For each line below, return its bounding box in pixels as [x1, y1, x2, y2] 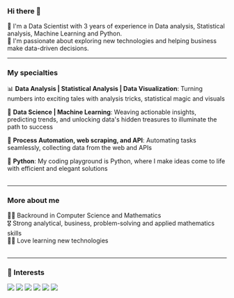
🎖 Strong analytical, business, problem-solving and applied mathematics [7, 219, 214, 227]
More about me [7, 195, 60, 205]
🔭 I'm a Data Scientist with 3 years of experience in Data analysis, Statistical [7, 22, 225, 31]
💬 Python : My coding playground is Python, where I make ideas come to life [7, 156, 226, 165]
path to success [7, 122, 54, 131]
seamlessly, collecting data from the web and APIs [7, 143, 152, 151]
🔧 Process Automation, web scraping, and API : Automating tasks [7, 135, 196, 144]
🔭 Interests [7, 267, 45, 277]
